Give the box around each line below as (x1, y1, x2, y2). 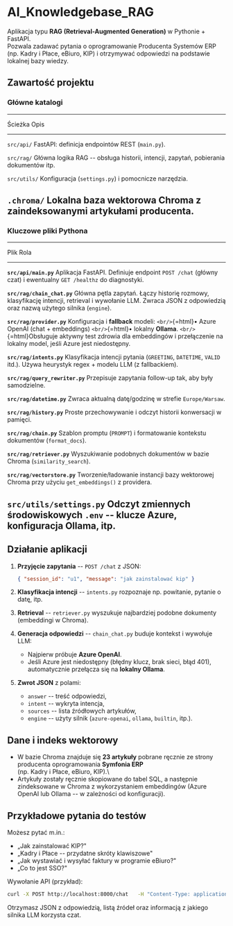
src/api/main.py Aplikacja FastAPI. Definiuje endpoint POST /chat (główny (7, 268, 218, 276)
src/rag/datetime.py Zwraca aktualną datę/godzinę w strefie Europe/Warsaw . (7, 395, 225, 403)
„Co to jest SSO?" (17, 864, 68, 873)
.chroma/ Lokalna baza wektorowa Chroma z (7, 195, 201, 206)
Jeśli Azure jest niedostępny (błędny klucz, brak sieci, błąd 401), (27, 658, 212, 666)
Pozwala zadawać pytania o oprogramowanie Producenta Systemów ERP (7, 42, 216, 50)
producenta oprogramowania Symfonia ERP (17, 760, 144, 768)
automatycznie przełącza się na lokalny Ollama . (27, 665, 165, 674)
